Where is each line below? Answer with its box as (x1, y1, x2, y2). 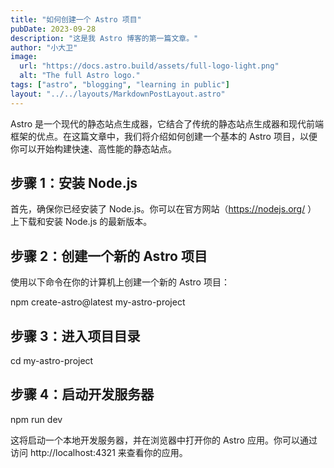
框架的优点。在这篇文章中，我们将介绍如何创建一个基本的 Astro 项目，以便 (10, 130, 318, 142)
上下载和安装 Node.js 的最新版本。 (10, 216, 153, 228)
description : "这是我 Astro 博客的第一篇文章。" (10, 33, 199, 43)
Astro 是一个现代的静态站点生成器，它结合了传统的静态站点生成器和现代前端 (10, 117, 324, 130)
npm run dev (10, 413, 63, 425)
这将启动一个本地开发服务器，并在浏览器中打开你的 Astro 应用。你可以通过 (10, 434, 318, 446)
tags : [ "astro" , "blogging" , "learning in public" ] (10, 80, 230, 90)
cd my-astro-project (10, 355, 94, 367)
